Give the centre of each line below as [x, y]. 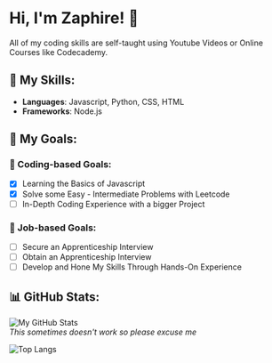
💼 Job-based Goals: [53, 228]
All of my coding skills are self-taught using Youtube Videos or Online [136, 43]
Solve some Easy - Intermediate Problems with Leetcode [126, 194]
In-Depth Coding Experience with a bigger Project [113, 204]
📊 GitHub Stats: [55, 297]
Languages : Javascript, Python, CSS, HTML [103, 101]
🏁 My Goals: [43, 139]
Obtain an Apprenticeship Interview [87, 256]
